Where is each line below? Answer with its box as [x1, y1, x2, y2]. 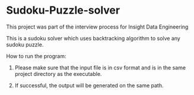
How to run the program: [6, 52, 66, 59]
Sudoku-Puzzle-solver [6, 4, 120, 17]
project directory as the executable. [14, 70, 102, 77]
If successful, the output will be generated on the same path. [14, 81, 164, 89]
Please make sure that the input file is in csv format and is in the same [14, 64, 186, 71]
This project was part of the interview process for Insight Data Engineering [6, 23, 189, 30]
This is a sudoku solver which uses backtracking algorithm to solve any [6, 34, 181, 42]
